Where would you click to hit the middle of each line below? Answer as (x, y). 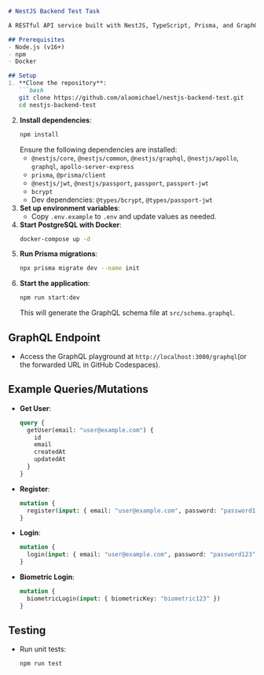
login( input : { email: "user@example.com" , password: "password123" (141, 555)
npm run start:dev (49, 298)
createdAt (50, 452)
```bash (31, 90)
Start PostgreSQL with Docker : (70, 225)
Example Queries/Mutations (79, 389)
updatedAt (50, 460)
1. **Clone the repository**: (58, 83)
